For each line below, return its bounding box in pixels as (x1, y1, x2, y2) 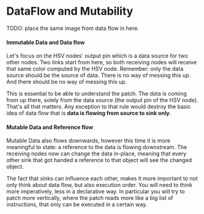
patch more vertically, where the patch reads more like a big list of (6, 194, 173, 202)
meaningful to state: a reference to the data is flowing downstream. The (6, 144, 187, 151)
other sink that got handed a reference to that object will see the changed (6, 157, 192, 164)
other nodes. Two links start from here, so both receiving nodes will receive (6, 59, 197, 66)
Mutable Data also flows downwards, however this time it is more (6, 137, 170, 144)
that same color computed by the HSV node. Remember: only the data (6, 65, 184, 73)
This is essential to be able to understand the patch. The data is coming (6, 90, 187, 97)
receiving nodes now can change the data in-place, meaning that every (6, 150, 187, 157)
